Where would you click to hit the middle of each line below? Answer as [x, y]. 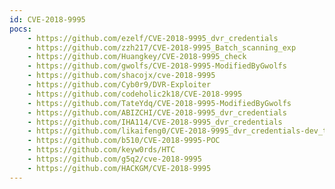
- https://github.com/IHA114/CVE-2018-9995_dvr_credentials [155, 122]
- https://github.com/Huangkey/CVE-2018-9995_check [137, 57]
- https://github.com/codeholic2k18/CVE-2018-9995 [135, 94]
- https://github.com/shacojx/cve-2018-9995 [121, 76]
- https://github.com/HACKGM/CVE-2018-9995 [119, 168]
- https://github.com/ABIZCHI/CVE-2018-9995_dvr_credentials [157, 112]
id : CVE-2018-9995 [47, 19]
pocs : [20, 29]
